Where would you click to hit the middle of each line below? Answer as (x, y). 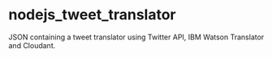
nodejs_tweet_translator (92, 15)
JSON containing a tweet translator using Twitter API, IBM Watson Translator (136, 37)
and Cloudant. (32, 45)
